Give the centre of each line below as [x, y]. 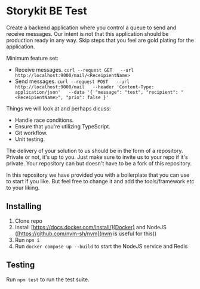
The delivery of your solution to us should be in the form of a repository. [95, 150]
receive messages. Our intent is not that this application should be [87, 33]
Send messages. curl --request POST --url [72, 81]
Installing [24, 206]
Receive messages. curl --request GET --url [74, 69]
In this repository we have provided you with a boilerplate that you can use [98, 175]
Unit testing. [30, 139]
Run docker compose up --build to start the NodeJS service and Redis [101, 246]
